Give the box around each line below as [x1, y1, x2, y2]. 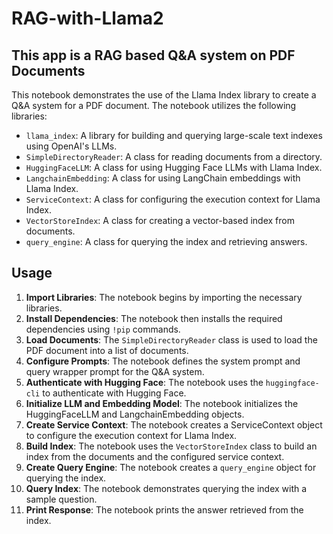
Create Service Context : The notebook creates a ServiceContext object [25, 418, 323, 431]
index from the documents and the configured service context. [25, 450, 285, 462]
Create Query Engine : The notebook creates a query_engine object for [25, 461, 317, 473]
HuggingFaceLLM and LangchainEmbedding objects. [25, 408, 245, 420]
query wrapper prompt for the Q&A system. [25, 365, 205, 377]
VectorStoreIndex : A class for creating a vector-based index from [25, 215, 295, 226]
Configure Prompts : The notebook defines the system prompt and [25, 355, 301, 367]
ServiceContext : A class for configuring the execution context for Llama [25, 193, 321, 205]
